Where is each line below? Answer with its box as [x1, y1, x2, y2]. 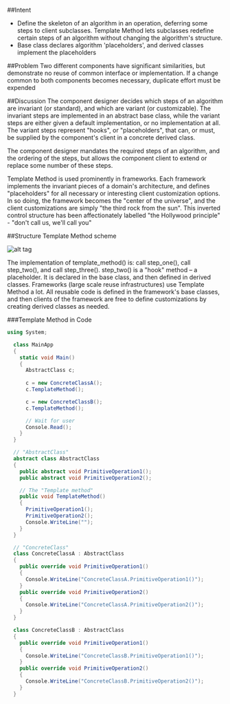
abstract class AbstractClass [13, 455, 100, 462]
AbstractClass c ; [25, 367, 76, 374]
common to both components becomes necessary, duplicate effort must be [7, 76, 221, 85]
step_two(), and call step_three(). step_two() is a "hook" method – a [7, 266, 198, 274]
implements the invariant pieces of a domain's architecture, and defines [7, 182, 210, 190]
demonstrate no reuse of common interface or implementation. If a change [7, 69, 218, 77]
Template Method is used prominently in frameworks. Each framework [7, 175, 206, 183]
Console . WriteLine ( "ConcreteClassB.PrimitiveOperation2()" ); [25, 678, 205, 685]
